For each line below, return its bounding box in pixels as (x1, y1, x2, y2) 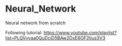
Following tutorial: (5, 29, 43, 35)
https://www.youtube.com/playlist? (43, 29, 117, 35)
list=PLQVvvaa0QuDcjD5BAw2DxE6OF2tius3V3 (5, 35, 106, 41)
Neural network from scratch (5, 20, 66, 26)
